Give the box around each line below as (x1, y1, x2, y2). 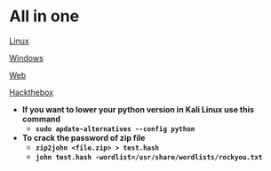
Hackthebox (9, 87, 54, 97)
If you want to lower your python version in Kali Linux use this (21, 104, 255, 114)
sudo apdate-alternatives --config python (35, 124, 195, 134)
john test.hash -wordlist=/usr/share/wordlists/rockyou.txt (35, 152, 263, 161)
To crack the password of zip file (21, 132, 146, 143)
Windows (9, 52, 44, 63)
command (21, 113, 60, 124)
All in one (9, 6, 80, 27)
